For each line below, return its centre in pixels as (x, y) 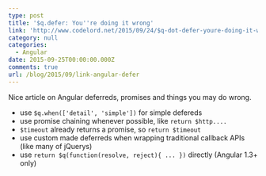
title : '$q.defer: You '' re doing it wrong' (81, 23)
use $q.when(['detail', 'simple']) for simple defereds (111, 113)
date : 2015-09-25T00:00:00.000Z (61, 60)
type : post (26, 15)
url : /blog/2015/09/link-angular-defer (74, 75)
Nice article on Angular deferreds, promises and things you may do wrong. (130, 97)
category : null (33, 38)
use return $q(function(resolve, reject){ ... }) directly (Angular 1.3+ (139, 155)
